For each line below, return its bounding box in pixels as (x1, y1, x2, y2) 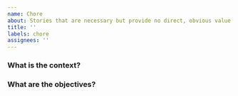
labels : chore (7, 30, 50, 38)
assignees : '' (7, 37, 50, 44)
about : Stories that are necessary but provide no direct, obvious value (7, 17, 232, 24)
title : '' (7, 23, 37, 31)
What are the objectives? (7, 79, 96, 89)
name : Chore (7, 10, 43, 18)
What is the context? (7, 60, 81, 70)
